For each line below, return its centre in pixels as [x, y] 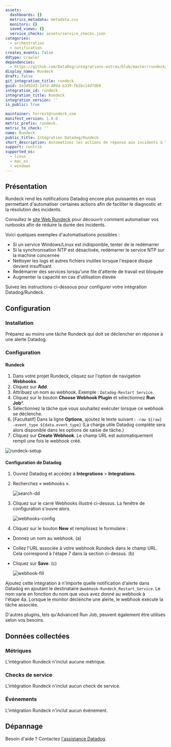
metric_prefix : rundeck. [32, 123]
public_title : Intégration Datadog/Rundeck [52, 137]
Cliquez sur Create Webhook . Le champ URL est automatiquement [83, 435]
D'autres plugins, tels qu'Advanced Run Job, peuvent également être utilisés [85, 615]
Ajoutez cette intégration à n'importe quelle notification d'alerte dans [77, 583]
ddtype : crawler [22, 57]
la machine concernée [36, 256]
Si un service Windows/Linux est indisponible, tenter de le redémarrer [86, 244]
